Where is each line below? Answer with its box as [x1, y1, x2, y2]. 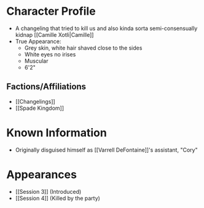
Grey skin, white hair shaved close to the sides [24, 44, 143, 52]
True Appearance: [15, 37, 61, 45]
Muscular [24, 57, 49, 64]
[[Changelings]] [15, 98, 55, 105]
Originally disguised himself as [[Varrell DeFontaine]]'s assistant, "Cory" [15, 146, 198, 153]
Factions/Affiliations [6, 82, 87, 92]
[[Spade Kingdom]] [15, 104, 65, 112]
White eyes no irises [24, 50, 76, 58]
